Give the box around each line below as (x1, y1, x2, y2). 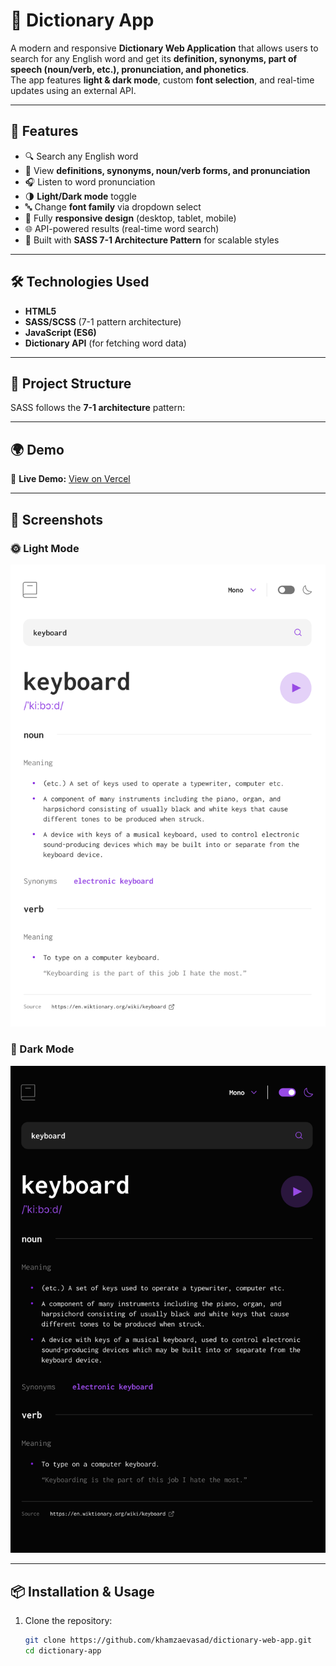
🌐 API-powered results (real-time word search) (24, 222, 220, 234)
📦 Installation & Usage (10, 1583, 155, 1600)
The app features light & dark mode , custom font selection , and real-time (10, 74, 315, 86)
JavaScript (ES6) (24, 326, 97, 338)
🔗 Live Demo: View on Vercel (10, 473, 131, 485)
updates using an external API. (10, 84, 137, 96)
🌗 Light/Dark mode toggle (24, 190, 137, 202)
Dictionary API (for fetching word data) (24, 337, 187, 349)
